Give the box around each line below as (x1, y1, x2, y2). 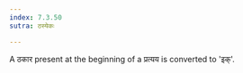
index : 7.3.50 (9, 12, 63, 22)
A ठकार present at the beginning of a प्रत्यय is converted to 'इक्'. (9, 53, 236, 64)
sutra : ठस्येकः (9, 21, 55, 30)
